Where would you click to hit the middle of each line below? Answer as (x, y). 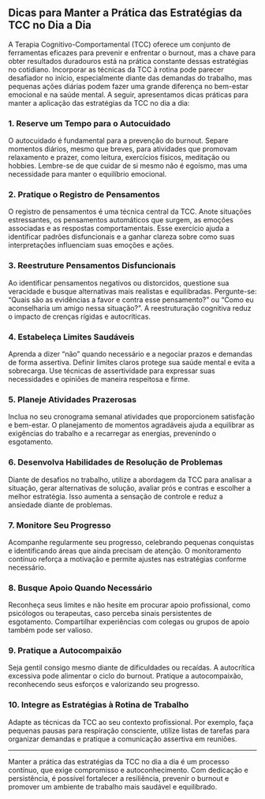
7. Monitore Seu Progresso (60, 525)
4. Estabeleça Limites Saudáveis (71, 337)
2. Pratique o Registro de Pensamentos (84, 195)
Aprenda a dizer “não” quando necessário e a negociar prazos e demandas (131, 354)
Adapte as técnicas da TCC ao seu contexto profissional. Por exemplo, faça (131, 722)
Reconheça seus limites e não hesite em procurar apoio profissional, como (129, 605)
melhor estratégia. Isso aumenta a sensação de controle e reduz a (116, 496)
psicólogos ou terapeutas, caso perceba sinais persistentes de (110, 614)
